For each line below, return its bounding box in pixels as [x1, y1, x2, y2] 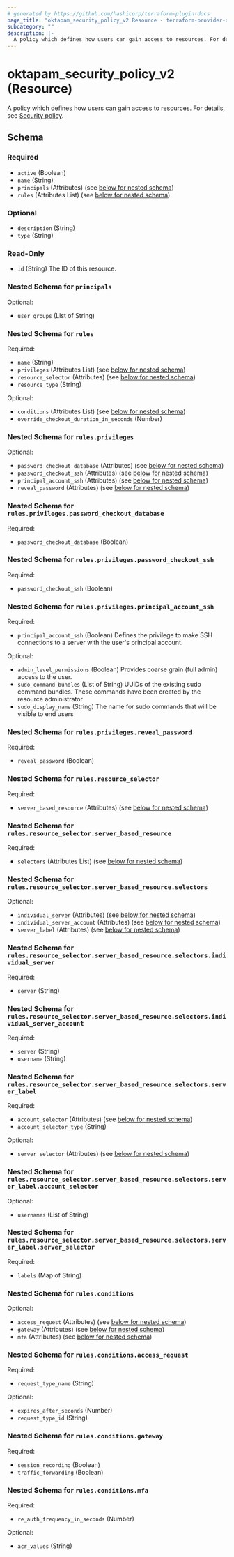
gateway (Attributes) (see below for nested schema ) [17, 1326, 165, 1334]
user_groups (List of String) [17, 311, 95, 319]
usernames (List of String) [17, 1210, 89, 1219]
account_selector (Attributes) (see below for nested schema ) [17, 1115, 193, 1123]
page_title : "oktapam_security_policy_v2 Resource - [7, 17, 164, 24]
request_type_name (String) [17, 1379, 94, 1388]
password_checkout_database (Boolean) [17, 538, 129, 546]
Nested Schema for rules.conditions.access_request [7, 1350, 189, 1360]
